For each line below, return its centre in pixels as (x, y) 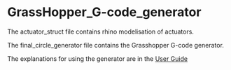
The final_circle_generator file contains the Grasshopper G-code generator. (115, 45)
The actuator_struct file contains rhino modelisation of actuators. (101, 31)
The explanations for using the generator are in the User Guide (97, 58)
